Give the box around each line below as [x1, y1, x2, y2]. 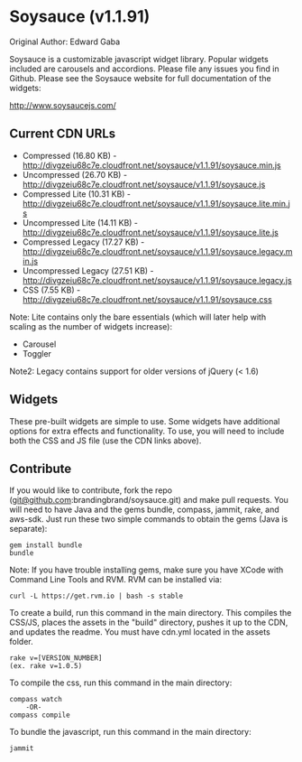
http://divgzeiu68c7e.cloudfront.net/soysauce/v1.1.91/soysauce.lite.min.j [22, 198, 290, 209]
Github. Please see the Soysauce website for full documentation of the [9, 72, 272, 83]
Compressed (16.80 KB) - [22, 150, 117, 161]
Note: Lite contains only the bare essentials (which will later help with [9, 311, 267, 322]
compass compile [9, 711, 70, 720]
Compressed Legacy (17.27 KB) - [22, 237, 145, 247]
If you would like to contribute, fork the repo [9, 485, 173, 496]
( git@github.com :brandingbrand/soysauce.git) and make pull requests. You [9, 495, 288, 506]
